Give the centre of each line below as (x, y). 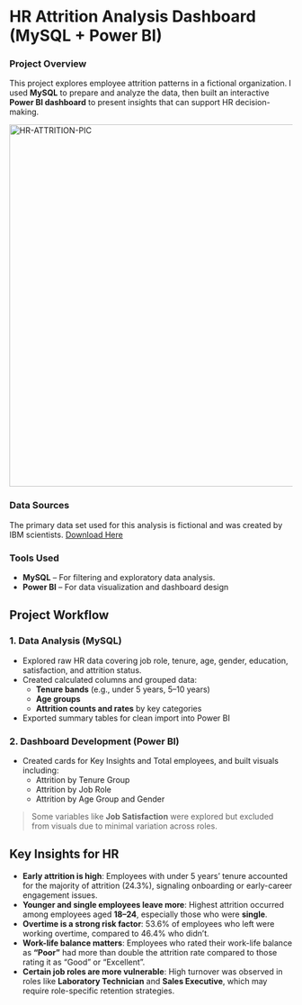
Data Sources (40, 506)
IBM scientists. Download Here (66, 534)
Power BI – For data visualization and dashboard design (125, 588)
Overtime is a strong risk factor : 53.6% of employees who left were (148, 923)
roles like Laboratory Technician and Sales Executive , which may (145, 981)
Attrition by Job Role (74, 790)
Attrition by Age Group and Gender (100, 799)
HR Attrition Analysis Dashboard (133, 17)
